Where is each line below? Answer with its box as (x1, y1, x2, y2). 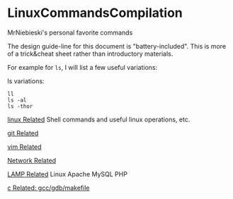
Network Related (7, 156, 57, 164)
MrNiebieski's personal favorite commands (7, 28, 133, 37)
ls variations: (7, 76, 45, 85)
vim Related (7, 143, 42, 151)
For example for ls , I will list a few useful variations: (7, 63, 158, 71)
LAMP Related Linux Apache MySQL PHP (7, 169, 127, 178)
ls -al (7, 97, 27, 104)
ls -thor (7, 102, 33, 110)
